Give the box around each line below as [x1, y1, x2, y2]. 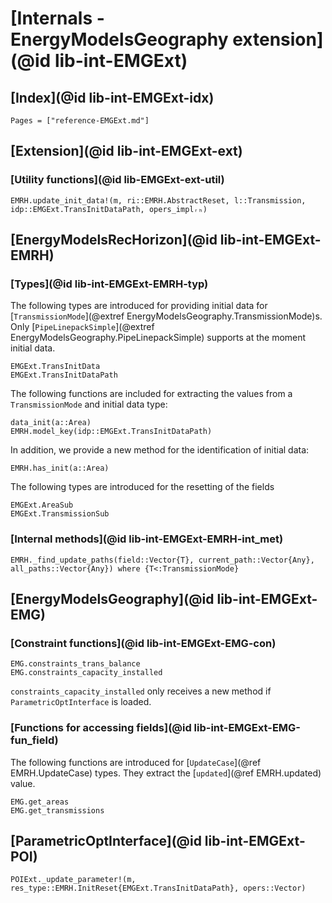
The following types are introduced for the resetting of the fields [10, 481, 275, 493]
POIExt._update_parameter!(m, [10, 875, 137, 885]
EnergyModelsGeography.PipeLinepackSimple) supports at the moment [10, 332, 307, 344]
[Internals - [10, 7, 105, 30]
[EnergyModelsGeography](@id [10, 591, 215, 608]
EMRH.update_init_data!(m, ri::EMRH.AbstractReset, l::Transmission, [10, 195, 307, 206]
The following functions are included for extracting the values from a [10, 388, 293, 400]
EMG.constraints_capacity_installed [10, 668, 163, 678]
